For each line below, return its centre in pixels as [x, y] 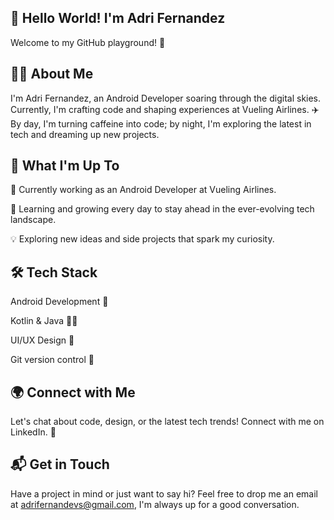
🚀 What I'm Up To [65, 166]
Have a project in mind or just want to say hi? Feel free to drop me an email [164, 493]
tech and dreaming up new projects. [85, 134]
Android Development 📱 [59, 302]
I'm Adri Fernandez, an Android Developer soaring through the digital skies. [166, 98]
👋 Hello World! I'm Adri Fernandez [118, 18]
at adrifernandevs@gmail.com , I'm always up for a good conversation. [155, 504]
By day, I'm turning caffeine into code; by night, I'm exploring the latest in [161, 123]
